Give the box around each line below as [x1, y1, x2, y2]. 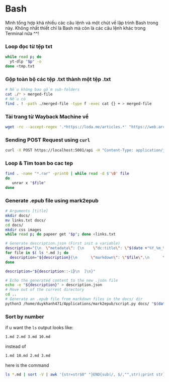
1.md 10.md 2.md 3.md [5, 353, 51, 358]
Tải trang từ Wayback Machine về [5, 113, 89, 120]
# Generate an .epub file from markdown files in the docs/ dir [5, 296, 143, 302]
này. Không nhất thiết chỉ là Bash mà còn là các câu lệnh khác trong [5, 25, 146, 31]
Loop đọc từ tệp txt [5, 43, 53, 50]
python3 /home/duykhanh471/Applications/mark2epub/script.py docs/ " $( [5, 301, 158, 306]
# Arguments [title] [5, 208, 49, 214]
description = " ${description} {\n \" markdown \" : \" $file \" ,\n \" [10, 255, 167, 260]
